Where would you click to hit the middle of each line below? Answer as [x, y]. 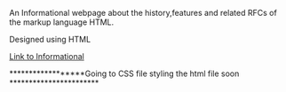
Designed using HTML [50, 39]
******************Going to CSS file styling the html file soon [124, 73]
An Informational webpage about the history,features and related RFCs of [143, 13]
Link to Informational [47, 56]
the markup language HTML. [62, 22]
